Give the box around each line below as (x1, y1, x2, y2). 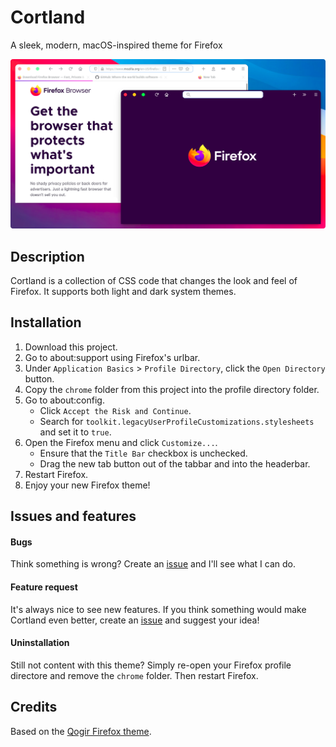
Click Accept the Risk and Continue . (39, 404, 192, 416)
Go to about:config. (24, 394, 105, 406)
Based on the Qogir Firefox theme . (10, 725, 152, 737)
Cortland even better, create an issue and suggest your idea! (10, 614, 260, 626)
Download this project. (24, 341, 118, 353)
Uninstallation (10, 637, 70, 649)
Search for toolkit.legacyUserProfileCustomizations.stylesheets (39, 415, 315, 427)
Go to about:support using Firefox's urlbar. (24, 351, 201, 363)
